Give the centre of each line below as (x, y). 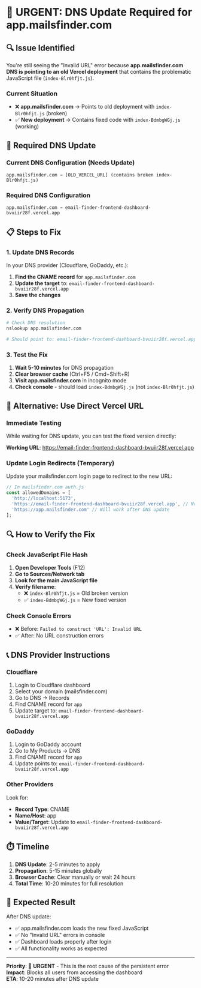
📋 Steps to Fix (34, 232)
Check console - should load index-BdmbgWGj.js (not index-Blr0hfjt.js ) (104, 387)
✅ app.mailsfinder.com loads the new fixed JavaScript (82, 928)
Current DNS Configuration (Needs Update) (71, 163)
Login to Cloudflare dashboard (53, 685)
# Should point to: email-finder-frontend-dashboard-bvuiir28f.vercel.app (101, 339)
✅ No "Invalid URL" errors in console (60, 935)
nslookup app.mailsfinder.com (44, 329)
